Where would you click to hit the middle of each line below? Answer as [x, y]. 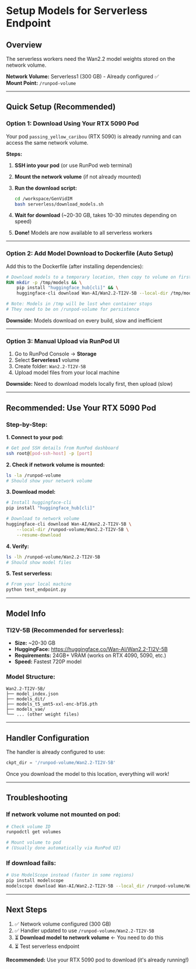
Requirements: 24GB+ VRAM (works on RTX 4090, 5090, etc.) [90, 655]
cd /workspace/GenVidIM [43, 198]
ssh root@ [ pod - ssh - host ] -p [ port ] [49, 453]
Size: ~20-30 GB [35, 643]
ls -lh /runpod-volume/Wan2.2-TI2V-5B [53, 557]
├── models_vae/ [26, 710]
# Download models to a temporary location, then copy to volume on [91, 277]
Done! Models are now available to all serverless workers [83, 233]
